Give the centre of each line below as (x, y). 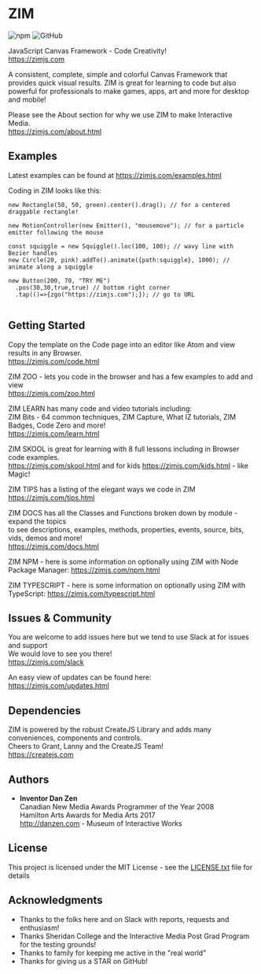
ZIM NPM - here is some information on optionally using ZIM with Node (123, 561)
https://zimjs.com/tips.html (51, 498)
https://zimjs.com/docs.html (54, 546)
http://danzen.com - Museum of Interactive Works (101, 823)
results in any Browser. (45, 353)
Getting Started (47, 326)
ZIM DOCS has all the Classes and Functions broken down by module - (123, 513)
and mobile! (27, 99)
